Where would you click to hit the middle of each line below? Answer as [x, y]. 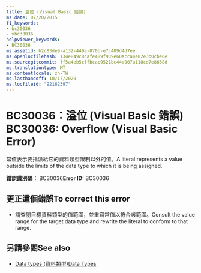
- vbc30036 [20, 34]
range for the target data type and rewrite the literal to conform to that [101, 221]
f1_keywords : [22, 23]
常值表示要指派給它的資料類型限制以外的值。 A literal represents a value [94, 159]
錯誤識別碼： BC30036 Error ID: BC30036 [58, 178]
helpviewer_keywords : [33, 40]
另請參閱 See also [38, 248]
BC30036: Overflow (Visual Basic [92, 129]
